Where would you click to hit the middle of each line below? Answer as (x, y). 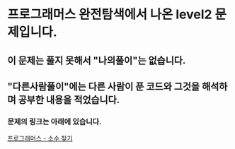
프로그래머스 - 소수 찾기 (40, 138)
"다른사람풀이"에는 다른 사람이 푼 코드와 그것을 (104, 87)
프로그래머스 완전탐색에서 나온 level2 (110, 14)
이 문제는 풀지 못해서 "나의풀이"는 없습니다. (97, 60)
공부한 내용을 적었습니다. (69, 100)
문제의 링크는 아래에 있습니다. (55, 121)
